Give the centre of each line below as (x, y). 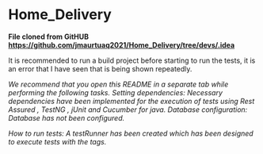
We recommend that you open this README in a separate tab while (118, 84)
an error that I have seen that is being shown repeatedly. (100, 68)
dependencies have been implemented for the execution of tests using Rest (131, 101)
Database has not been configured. (67, 117)
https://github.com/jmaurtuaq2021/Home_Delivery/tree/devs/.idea (122, 44)
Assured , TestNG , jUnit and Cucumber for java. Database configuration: (128, 110)
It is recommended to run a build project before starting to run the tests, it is (132, 60)
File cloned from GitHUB (49, 37)
